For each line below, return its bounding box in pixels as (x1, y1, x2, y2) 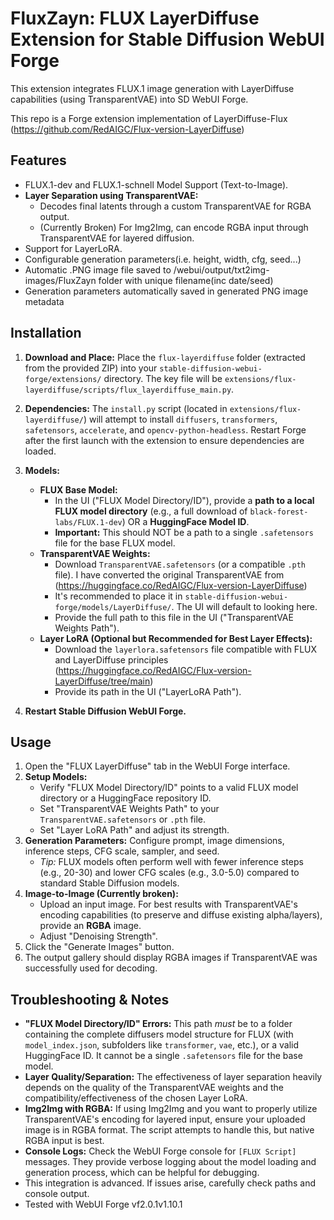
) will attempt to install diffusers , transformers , (83, 413, 278, 425)
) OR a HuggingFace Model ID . (121, 515, 250, 527)
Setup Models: (24, 771, 88, 783)
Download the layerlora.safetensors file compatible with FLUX (54, 643, 318, 655)
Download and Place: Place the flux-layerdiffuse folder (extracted (24, 351, 306, 363)
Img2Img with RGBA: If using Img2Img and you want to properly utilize (24, 1103, 318, 1115)
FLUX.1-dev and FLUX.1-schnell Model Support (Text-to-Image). (24, 178, 289, 191)
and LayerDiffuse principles (54, 653, 169, 666)
